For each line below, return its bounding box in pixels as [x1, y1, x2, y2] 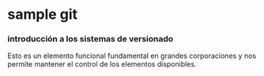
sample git [7, 5, 78, 24]
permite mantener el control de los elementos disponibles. [7, 60, 197, 69]
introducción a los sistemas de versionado [7, 34, 174, 45]
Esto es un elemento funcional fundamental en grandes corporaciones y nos [7, 51, 257, 60]
